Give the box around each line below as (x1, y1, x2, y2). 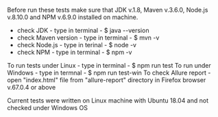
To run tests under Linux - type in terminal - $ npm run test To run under (7, 62, 211, 69)
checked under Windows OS (7, 104, 88, 112)
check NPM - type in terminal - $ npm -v (16, 48, 132, 56)
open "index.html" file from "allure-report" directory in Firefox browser (7, 76, 206, 84)
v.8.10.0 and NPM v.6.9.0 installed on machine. (7, 13, 138, 21)
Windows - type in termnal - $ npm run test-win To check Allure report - (7, 68, 211, 77)
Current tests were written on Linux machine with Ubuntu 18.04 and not (7, 96, 209, 105)
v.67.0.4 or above (7, 83, 56, 91)
